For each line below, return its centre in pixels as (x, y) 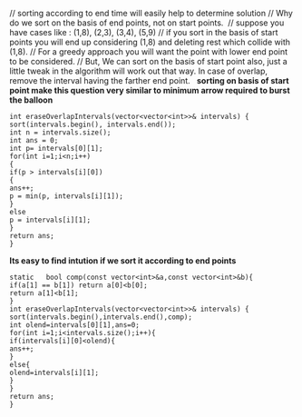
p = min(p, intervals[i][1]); (67, 196)
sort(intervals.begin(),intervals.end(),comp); (101, 317)
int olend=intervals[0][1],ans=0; (75, 325)
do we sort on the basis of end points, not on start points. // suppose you (147, 23)
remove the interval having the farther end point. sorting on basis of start (149, 80)
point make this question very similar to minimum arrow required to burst (150, 90)
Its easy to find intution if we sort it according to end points (123, 261)
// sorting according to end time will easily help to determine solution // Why (151, 13)
